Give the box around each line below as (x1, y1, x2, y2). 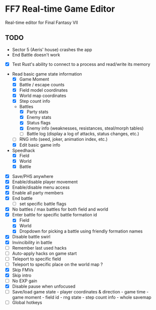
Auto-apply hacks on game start (12, 250, 77, 256)
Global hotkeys (12, 300, 42, 306)
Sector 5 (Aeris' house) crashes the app (12, 46, 92, 52)
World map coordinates (19, 93, 67, 98)
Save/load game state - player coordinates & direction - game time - (12, 289, 149, 295)
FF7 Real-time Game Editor (5, 3, 115, 15)
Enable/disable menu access (12, 184, 70, 190)
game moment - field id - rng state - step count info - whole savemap (12, 294, 152, 300)
